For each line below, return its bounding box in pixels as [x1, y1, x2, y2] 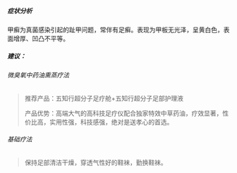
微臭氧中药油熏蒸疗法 [7, 70, 69, 79]
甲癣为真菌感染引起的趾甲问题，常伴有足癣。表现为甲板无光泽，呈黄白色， [7, 25, 224, 34]
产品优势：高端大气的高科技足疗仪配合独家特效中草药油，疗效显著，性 [24, 109, 229, 117]
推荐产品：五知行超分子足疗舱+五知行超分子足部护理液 [24, 94, 184, 102]
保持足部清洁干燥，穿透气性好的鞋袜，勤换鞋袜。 [24, 158, 167, 167]
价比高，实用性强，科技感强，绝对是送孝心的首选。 [24, 117, 174, 126]
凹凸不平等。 [31, 34, 69, 42]
